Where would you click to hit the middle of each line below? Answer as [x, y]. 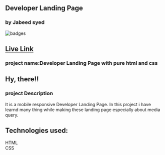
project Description [29, 93]
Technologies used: [37, 131]
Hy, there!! [22, 79]
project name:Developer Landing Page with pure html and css [81, 63]
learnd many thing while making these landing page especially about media [83, 110]
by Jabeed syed [25, 22]
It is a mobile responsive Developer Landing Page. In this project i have [78, 104]
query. [12, 115]
